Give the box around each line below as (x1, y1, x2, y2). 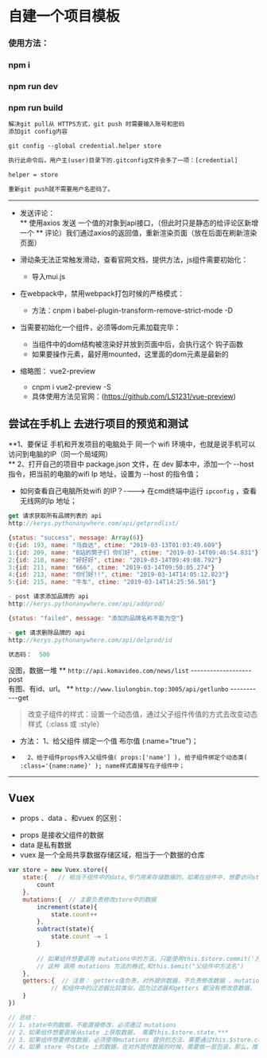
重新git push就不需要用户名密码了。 (8, 185, 114, 193)
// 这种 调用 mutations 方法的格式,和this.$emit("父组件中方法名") (37, 962, 245, 970)
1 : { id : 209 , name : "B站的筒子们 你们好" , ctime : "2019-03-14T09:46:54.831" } (8, 548, 259, 557)
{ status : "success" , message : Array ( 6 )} (8, 534, 145, 542)
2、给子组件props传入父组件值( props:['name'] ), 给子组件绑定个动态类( (27, 753, 248, 762)
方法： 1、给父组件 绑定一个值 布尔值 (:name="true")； (19, 737, 199, 746)
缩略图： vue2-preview (19, 366, 96, 375)
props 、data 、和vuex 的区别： (19, 813, 125, 823)
